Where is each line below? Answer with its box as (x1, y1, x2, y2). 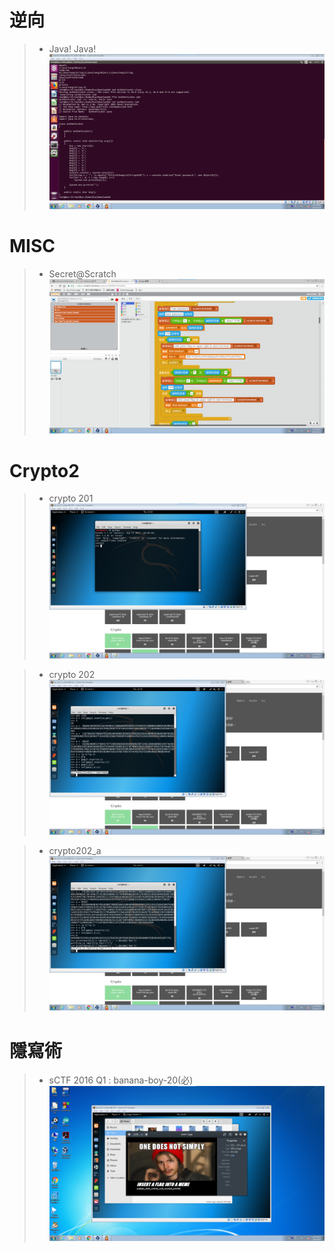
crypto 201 (48, 492, 94, 505)
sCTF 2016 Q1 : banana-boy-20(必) (48, 1074, 194, 1086)
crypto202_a (48, 844, 102, 856)
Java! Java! (48, 42, 97, 55)
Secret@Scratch (48, 267, 117, 280)
